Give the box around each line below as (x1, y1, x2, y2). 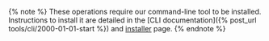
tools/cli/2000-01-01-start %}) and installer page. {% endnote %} (8, 24, 226, 33)
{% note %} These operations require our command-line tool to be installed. (8, 7, 262, 16)
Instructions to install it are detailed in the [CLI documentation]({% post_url (8, 15, 257, 25)
